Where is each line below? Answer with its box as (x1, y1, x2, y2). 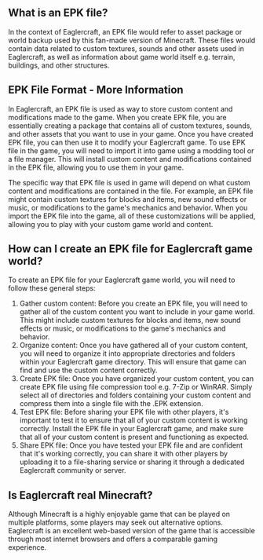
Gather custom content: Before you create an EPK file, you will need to (19, 298, 248, 309)
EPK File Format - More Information (8, 83, 184, 97)
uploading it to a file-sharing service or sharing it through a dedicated (19, 457, 245, 467)
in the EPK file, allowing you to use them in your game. (8, 163, 184, 172)
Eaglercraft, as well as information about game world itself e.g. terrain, (8, 52, 236, 61)
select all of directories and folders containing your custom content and (19, 390, 251, 400)
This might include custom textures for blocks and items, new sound (19, 316, 241, 325)
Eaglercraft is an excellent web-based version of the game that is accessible (8, 526, 255, 536)
